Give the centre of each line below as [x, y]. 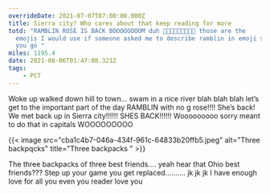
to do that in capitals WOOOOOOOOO [71, 124]
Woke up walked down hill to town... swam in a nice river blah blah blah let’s [134, 98]
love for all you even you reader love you [76, 181]
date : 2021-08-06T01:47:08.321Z [62, 61]
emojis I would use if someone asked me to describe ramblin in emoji [136, 38]
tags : [17, 68]
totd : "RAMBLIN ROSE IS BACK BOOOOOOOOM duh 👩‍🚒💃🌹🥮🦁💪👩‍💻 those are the [127, 31]
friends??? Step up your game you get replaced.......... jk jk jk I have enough [133, 172]
